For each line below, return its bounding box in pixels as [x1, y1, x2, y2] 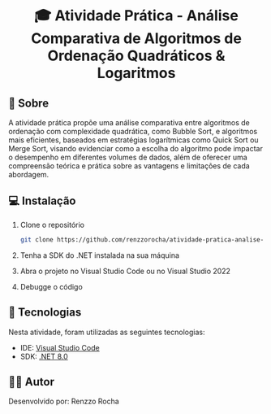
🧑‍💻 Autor [8, 375, 55, 389]
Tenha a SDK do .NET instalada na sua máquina [19, 250, 180, 260]
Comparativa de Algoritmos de [31, 29, 242, 48]
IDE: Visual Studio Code [19, 342, 100, 352]
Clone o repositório [19, 220, 85, 229]
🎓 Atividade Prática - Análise [33, 7, 239, 25]
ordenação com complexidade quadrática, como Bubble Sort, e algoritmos [8, 127, 258, 136]
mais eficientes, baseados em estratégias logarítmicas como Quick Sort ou [8, 135, 259, 145]
